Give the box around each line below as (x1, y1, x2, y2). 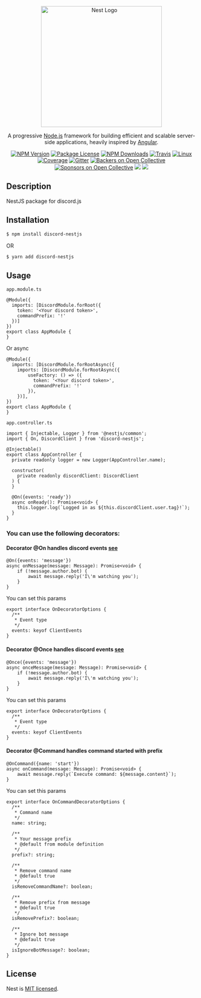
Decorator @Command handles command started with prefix (6, 747, 163, 755)
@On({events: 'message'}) (6, 557, 71, 564)
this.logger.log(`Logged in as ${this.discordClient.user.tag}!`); (17, 505, 190, 511)
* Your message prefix (14, 836, 71, 842)
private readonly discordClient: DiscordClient (17, 473, 139, 479)
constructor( (11, 468, 45, 474)
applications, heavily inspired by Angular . (56, 139, 159, 145)
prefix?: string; (11, 852, 56, 858)
